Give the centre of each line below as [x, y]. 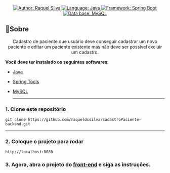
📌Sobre [17, 29]
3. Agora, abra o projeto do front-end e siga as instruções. [78, 165]
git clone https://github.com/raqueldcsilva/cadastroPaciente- [73, 120]
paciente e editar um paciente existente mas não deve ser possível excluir [85, 47]
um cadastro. [85, 52]
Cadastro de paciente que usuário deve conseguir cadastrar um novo [85, 41]
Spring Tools [26, 81]
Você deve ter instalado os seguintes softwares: [57, 62]
